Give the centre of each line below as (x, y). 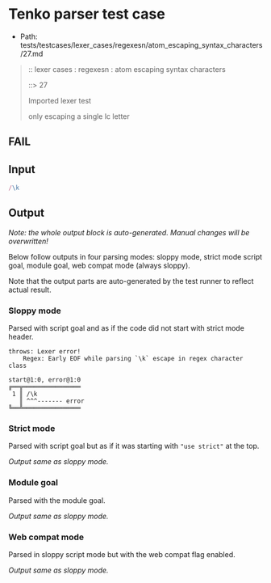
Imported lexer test (59, 100)
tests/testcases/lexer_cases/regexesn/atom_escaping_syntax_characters (141, 44)
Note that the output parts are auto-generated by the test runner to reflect (131, 281)
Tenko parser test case (87, 14)
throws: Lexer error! (45, 352)
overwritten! (28, 241)
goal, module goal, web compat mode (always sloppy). (100, 265)
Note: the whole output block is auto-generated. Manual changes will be (129, 232)
